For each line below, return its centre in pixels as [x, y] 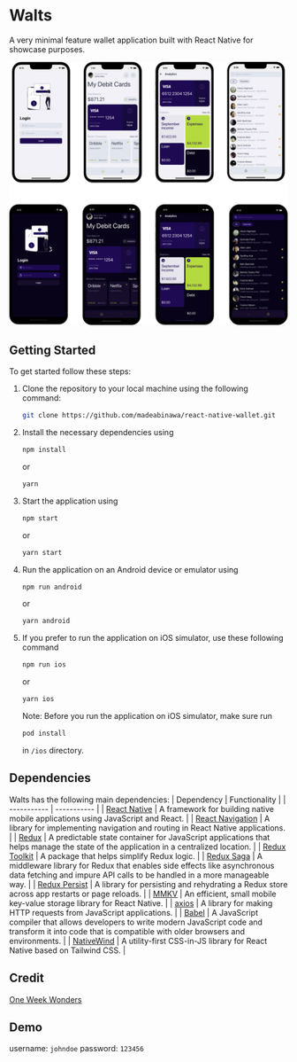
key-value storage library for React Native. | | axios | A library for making [141, 903]
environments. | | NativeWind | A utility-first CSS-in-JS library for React [138, 941]
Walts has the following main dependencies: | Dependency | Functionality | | [148, 800]
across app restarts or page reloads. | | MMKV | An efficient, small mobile [143, 894]
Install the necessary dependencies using [98, 433]
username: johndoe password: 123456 [76, 1049]
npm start [40, 518]
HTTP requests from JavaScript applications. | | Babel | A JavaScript [134, 912]
